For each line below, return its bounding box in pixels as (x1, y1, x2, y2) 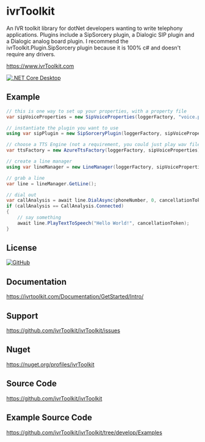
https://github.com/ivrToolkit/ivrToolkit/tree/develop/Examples (6, 429, 163, 436)
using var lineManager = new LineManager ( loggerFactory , (6, 164, 154, 170)
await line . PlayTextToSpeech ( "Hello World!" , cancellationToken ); (17, 220, 190, 226)
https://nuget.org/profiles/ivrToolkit (6, 361, 95, 368)
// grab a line (6, 175, 45, 181)
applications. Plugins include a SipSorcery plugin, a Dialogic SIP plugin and (6, 31, 195, 38)
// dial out (6, 191, 37, 198)
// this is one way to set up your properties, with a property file (6, 108, 187, 114)
